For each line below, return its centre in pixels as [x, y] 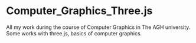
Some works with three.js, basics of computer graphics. [74, 33]
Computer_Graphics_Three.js [79, 11]
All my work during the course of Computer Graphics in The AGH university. [98, 27]
